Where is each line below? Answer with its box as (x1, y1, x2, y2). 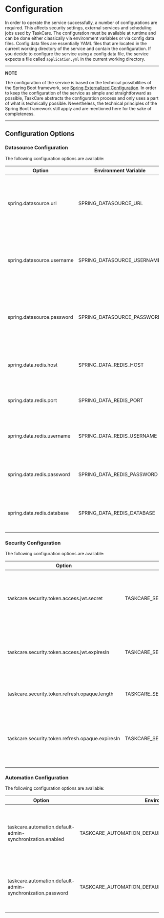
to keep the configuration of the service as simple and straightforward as (5, 90, 152, 96)
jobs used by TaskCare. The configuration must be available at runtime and (5, 30, 156, 36)
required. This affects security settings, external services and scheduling (5, 24, 152, 30)
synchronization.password (7, 890, 68, 896)
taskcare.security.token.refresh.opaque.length (7, 690, 114, 697)
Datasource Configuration (5, 144, 68, 151)
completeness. (5, 111, 35, 117)
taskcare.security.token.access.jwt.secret (7, 595, 103, 602)
